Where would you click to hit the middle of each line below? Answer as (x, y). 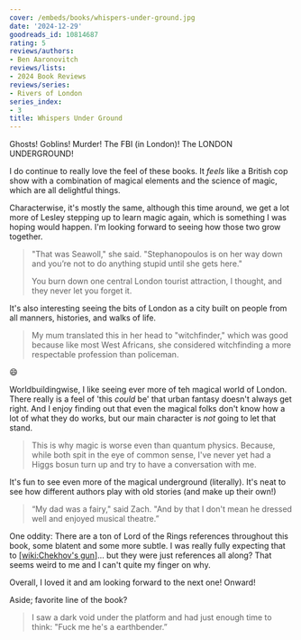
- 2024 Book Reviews (48, 77)
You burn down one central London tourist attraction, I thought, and (156, 282)
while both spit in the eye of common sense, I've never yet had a (151, 455)
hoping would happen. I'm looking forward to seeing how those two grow (145, 227)
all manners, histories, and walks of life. (82, 318)
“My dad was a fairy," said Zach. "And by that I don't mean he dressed (162, 509)
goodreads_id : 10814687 (54, 34)
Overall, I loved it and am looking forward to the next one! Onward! (132, 582)
